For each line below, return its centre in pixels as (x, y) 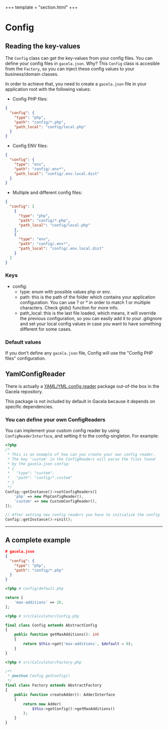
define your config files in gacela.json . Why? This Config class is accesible (82, 63)
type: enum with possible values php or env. (65, 291)
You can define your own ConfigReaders (55, 420)
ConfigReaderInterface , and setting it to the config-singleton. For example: (82, 436)
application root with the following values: (48, 89)
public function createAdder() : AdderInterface (64, 695)
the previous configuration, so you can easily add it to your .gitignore (91, 318)
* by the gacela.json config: (39, 464)
